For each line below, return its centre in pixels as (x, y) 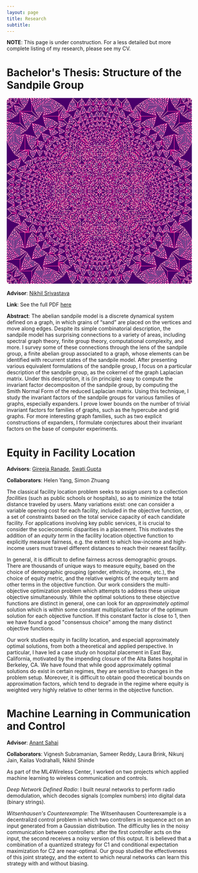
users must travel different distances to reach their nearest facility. (106, 548)
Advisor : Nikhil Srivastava (38, 293)
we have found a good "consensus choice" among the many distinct (89, 622)
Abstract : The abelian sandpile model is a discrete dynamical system (90, 316)
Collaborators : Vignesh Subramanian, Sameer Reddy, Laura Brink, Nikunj (95, 754)
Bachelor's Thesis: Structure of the (94, 72)
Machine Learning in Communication (99, 714)
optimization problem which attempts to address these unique (105, 591)
